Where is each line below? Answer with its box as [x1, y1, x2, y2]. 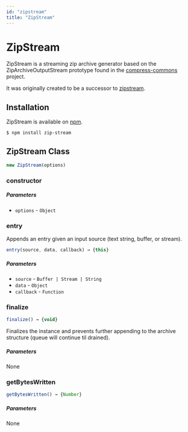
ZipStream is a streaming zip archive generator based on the [6, 60, 157, 67]
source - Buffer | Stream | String [14, 275, 102, 282]
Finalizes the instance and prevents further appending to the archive [6, 328, 176, 335]
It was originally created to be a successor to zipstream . [6, 85, 146, 92]
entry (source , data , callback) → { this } [6, 247, 110, 253]
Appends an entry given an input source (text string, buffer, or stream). [6, 236, 183, 243]
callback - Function [14, 287, 64, 295]
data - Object [14, 281, 48, 289]
